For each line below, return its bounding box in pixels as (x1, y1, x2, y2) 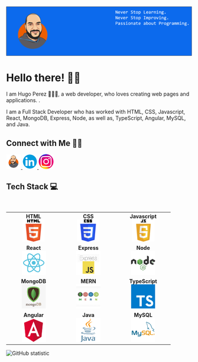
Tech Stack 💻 (6, 182, 59, 192)
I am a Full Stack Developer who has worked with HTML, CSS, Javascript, (6, 108, 186, 116)
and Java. (6, 121, 30, 128)
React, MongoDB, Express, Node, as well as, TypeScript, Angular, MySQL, (6, 115, 186, 122)
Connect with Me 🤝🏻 (6, 138, 83, 148)
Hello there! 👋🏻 (6, 71, 81, 84)
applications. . (6, 97, 40, 104)
